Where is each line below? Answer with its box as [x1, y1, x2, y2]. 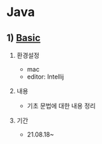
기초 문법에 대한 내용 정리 [26, 102, 96, 110]
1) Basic [6, 32, 41, 44]
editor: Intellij [26, 72, 64, 81]
